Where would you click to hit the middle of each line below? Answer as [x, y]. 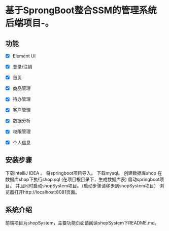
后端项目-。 [30, 23]
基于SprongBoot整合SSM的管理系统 [81, 10]
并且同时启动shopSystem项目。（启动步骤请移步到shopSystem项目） [87, 186]
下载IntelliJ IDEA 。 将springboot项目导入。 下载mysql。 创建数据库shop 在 [84, 173]
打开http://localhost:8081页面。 [47, 192]
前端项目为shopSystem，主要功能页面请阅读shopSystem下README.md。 [82, 223]
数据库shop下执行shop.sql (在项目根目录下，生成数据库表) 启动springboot [82, 179]
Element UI [24, 56]
